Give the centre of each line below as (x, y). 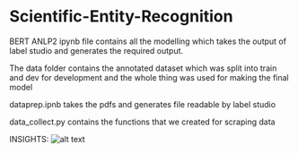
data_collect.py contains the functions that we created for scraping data (142, 122)
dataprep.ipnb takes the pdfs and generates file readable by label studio (143, 104)
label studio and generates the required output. (96, 50)
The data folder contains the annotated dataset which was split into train (143, 68)
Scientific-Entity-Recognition (121, 17)
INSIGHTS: (29, 139)
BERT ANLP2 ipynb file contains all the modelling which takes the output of (148, 41)
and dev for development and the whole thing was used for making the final (149, 77)
